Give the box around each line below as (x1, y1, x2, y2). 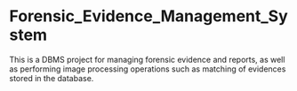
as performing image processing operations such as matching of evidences (9, 64, 286, 74)
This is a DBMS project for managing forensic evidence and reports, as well (9, 54, 285, 64)
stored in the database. (9, 72, 94, 83)
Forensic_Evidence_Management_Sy (9, 6, 289, 27)
